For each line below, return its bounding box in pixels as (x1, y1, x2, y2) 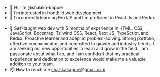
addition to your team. (9, 61, 54, 67)
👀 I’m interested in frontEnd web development (9, 10, 102, 15)
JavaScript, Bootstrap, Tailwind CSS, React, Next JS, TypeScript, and (9, 31, 149, 36)
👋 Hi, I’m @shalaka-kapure (9, 5, 63, 10)
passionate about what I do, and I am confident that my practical (9, 51, 140, 57)
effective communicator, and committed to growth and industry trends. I (9, 41, 155, 46)
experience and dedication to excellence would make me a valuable (9, 56, 146, 62)
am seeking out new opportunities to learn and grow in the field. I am (9, 46, 148, 51)
